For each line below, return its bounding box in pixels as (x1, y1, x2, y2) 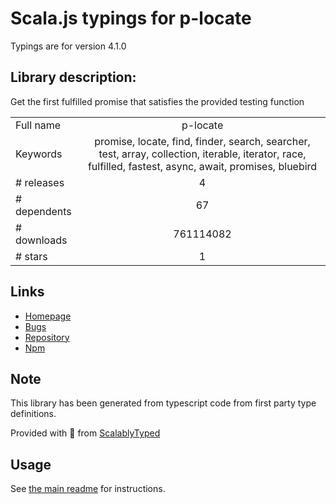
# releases (15, 175, 65, 189)
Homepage (24, 310, 72, 322)
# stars (15, 249, 48, 263)
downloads (15, 233, 68, 247)
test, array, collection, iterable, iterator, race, (98, 147, 307, 161)
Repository (24, 331, 70, 343)
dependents (15, 204, 72, 218)
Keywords (15, 147, 63, 161)
